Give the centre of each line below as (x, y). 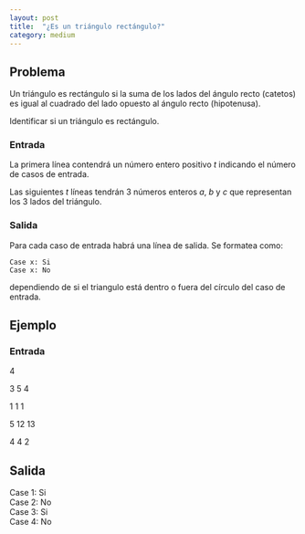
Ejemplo (33, 325)
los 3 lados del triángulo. (56, 202)
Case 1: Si (28, 493)
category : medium (42, 35)
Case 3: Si (29, 512)
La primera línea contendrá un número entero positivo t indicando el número (153, 164)
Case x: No (30, 270)
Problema (37, 72)
